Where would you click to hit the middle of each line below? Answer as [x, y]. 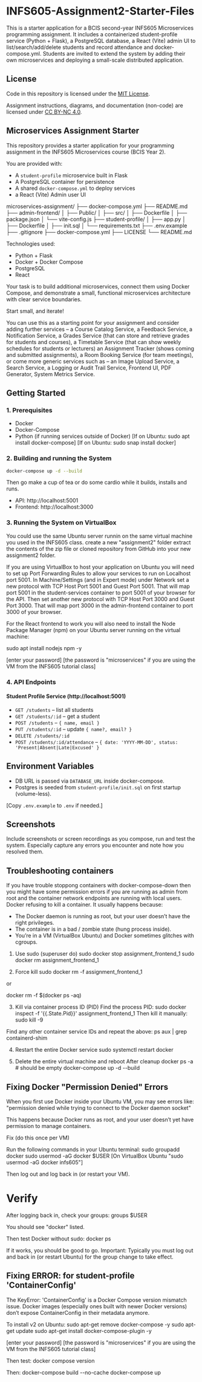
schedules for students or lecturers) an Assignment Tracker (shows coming [100, 348]
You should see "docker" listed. [45, 1227]
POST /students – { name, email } [57, 722]
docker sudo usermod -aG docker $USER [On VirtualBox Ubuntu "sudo [95, 1156]
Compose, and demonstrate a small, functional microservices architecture [99, 293]
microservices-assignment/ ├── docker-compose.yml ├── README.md [97, 206]
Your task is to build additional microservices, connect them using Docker [98, 286]
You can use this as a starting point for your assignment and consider [93, 322]
